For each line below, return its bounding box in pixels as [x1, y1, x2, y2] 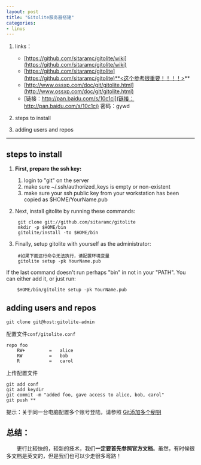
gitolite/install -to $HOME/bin [17, 229, 99, 236]
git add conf [6, 381, 39, 387]
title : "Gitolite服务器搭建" [6, 14, 75, 20]
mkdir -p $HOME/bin [17, 225, 66, 231]
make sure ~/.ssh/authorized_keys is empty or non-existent [23, 183, 170, 190]
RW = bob [17, 353, 68, 359]
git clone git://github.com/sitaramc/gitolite [17, 219, 136, 225]
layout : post [6, 8, 39, 15]
